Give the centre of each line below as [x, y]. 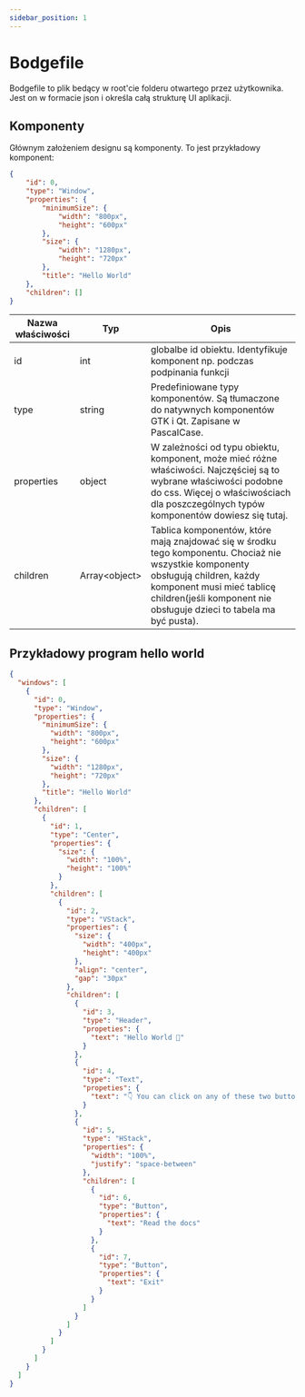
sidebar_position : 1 [49, 18]
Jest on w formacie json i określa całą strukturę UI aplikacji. [120, 97]
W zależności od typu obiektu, [215, 448]
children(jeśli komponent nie [211, 599]
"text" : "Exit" [136, 1283]
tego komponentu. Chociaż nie [216, 553]
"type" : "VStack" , [101, 919]
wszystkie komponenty [200, 564]
